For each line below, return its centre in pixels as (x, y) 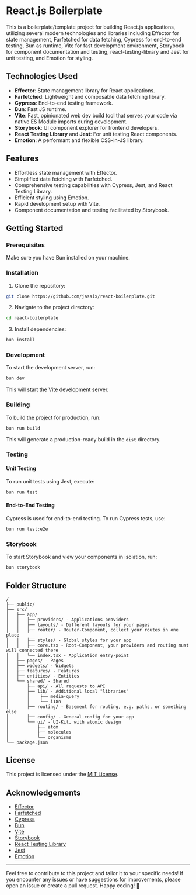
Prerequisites (25, 245)
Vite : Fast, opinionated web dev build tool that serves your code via (96, 115)
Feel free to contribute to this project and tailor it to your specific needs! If (95, 873)
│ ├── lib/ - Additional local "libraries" (68, 691)
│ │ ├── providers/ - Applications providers (68, 620)
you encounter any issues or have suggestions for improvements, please (93, 880)
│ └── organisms (39, 737)
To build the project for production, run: (53, 417)
